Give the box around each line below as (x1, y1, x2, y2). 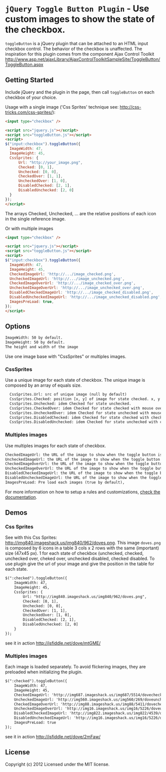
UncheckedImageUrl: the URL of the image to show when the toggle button (5, 457, 161, 462)
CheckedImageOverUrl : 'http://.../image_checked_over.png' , (9, 281, 136, 286)
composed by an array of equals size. (5, 382, 82, 388)
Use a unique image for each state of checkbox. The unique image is (5, 377, 146, 383)
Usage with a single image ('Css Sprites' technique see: (5, 104, 119, 110)
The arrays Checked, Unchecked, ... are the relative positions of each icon (5, 210, 157, 216)
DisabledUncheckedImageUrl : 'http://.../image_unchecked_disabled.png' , (9, 295, 163, 299)
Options (5, 322, 31, 330)
